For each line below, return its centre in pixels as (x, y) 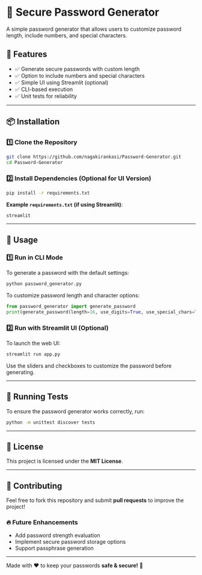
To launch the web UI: (33, 343)
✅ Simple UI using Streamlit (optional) (62, 82)
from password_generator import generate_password (71, 306)
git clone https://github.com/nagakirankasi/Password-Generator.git (94, 157)
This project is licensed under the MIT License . (65, 461)
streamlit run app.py (33, 354)
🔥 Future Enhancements (42, 523)
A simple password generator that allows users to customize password (94, 29)
